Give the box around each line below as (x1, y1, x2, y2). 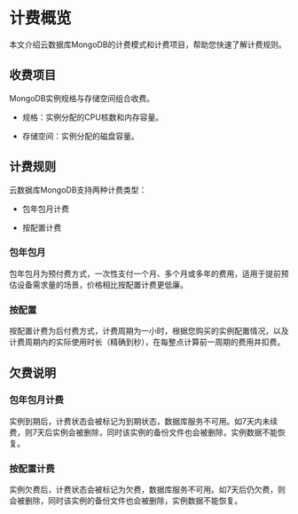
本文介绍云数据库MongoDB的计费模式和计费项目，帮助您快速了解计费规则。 (9, 39, 286, 50)
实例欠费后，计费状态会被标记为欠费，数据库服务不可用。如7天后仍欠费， (9, 485, 278, 495)
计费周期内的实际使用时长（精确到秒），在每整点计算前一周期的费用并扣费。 (9, 336, 286, 347)
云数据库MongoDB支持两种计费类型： (9, 184, 147, 195)
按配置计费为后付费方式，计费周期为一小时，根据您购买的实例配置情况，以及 (9, 326, 289, 336)
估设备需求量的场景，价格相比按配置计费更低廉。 (9, 279, 188, 289)
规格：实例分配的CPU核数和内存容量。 (21, 112, 164, 123)
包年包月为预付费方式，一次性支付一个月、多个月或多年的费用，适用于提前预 (9, 268, 289, 279)
